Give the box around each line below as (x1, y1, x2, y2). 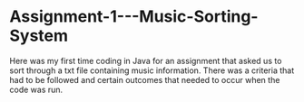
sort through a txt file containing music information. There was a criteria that (9, 65, 295, 76)
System (9, 25, 69, 46)
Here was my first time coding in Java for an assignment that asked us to (9, 55, 282, 66)
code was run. (9, 84, 64, 95)
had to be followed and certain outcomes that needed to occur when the (9, 74, 280, 85)
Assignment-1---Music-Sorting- (9, 6, 259, 27)
